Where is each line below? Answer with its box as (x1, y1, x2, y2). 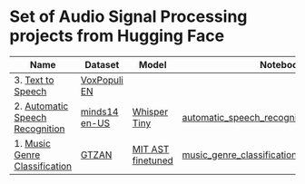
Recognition (14, 122, 65, 135)
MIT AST (132, 142, 170, 155)
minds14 (80, 105, 119, 118)
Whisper (132, 105, 169, 118)
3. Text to (14, 73, 54, 86)
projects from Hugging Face (9, 25, 225, 46)
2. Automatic (14, 100, 69, 112)
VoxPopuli (80, 73, 124, 86)
